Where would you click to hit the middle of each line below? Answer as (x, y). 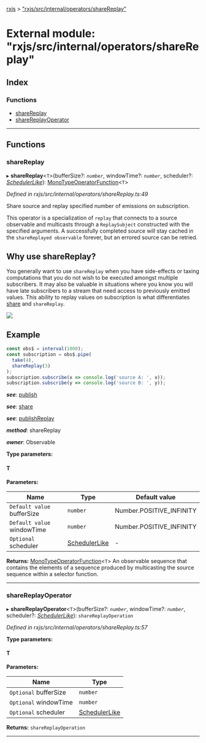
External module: (51, 34)
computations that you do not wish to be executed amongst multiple (92, 278)
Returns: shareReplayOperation (46, 728)
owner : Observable (31, 442)
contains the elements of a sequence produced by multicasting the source (100, 568)
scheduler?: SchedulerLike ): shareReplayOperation (70, 615)
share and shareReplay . (36, 304)
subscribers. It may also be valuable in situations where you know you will (100, 284)
